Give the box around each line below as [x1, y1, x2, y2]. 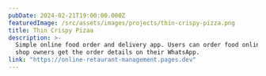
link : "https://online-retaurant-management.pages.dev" [8, 56, 196, 64]
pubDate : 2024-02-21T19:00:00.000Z [8, 11, 126, 20]
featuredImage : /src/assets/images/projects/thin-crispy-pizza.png [8, 19, 236, 27]
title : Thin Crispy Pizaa [8, 26, 93, 34]
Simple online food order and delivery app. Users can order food [15, 41, 239, 49]
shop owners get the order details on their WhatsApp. [15, 48, 200, 56]
